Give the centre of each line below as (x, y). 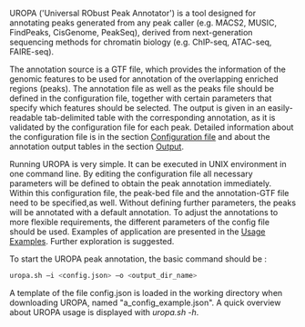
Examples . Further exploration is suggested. (92, 241)
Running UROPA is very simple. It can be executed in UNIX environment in (148, 164)
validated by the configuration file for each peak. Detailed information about (152, 127)
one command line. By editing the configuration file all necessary (131, 173)
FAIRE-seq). (32, 52)
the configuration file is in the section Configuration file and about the (140, 137)
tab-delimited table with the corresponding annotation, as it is (160, 118)
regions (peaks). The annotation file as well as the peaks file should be (142, 89)
